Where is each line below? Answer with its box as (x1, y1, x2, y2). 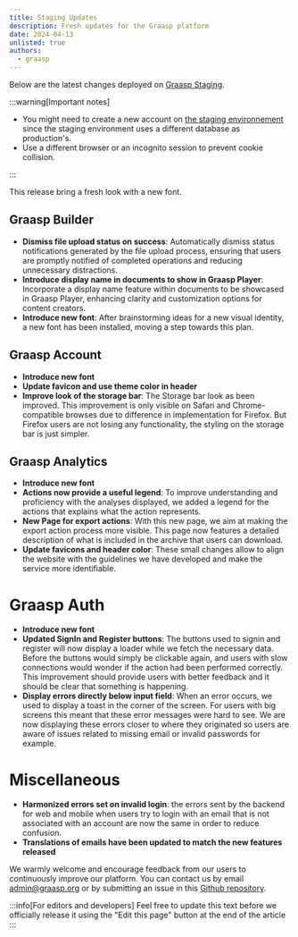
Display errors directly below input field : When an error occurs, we (21, 690, 273, 702)
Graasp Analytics (9, 454, 108, 469)
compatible (21, 409, 64, 420)
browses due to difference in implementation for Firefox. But (65, 409, 287, 420)
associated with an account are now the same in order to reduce (21, 818, 260, 829)
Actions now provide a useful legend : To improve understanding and (21, 487, 278, 498)
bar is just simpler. (21, 428, 90, 439)
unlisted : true (9, 38, 66, 47)
